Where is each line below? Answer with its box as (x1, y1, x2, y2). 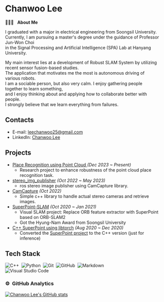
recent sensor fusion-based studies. (5, 65, 79, 71)
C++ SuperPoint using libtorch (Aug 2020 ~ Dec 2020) (12, 224, 124, 230)
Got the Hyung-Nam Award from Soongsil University (19, 219, 127, 225)
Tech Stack (5, 249, 40, 258)
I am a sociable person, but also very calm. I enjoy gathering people (5, 80, 143, 86)
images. (19, 198, 36, 204)
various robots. (5, 75, 36, 81)
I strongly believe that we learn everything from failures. (5, 101, 119, 107)
